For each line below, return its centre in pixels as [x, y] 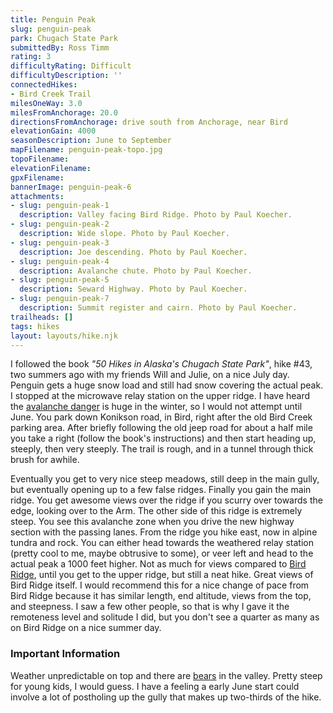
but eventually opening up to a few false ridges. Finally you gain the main [161, 490]
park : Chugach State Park [64, 38]
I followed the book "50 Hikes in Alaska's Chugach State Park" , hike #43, [161, 364]
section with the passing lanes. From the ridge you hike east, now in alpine [164, 532]
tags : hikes [35, 326]
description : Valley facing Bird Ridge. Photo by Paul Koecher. [156, 215]
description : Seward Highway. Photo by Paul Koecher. [133, 289]
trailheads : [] [42, 317]
